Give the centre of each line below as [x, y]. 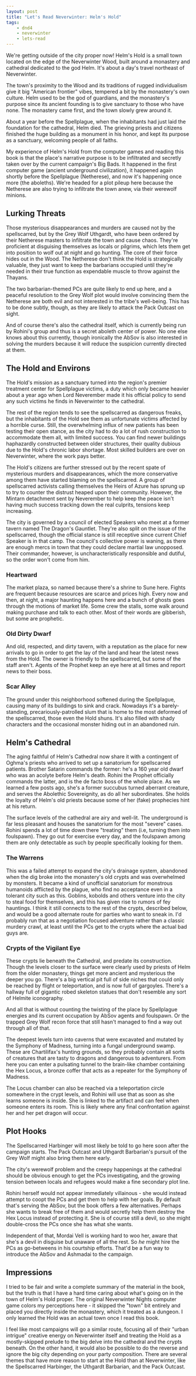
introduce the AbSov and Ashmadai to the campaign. [70, 1254]
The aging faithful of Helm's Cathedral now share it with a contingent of [92, 757]
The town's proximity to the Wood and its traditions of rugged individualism [97, 85]
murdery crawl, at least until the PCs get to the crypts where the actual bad [97, 926]
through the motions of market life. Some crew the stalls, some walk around [97, 606]
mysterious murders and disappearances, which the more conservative [92, 473]
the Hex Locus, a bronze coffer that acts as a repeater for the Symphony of [97, 1070]
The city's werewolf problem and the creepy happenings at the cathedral [94, 1169]
